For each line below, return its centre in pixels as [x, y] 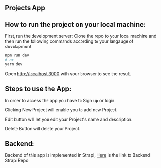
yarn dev [14, 64]
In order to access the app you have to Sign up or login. [60, 100]
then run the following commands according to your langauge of [69, 41]
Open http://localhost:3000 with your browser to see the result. [68, 73]
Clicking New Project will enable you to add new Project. [61, 110]
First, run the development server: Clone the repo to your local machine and [81, 36]
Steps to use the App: [38, 89]
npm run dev [17, 55]
